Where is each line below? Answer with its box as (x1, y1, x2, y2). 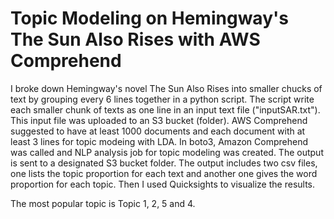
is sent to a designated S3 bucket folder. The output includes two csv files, (10, 157, 318, 169)
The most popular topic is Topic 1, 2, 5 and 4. (10, 197, 196, 209)
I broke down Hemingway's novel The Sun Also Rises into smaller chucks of (10, 82, 323, 94)
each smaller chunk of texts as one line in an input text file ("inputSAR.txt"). (10, 103, 321, 116)
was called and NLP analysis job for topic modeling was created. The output (10, 146, 324, 158)
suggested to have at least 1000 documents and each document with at (10, 125, 306, 137)
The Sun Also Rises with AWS (10, 28, 261, 51)
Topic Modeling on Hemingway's (10, 7, 289, 30)
